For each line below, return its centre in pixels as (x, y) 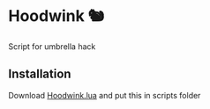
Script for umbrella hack (52, 46)
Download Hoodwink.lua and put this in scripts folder (105, 95)
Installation (40, 74)
